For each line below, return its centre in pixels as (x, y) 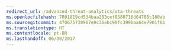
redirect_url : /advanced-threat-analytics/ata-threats (75, 11)
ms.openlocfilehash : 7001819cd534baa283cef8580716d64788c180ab (86, 17)
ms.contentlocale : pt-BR (37, 33)
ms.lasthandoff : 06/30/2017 (41, 39)
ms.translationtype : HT (36, 28)
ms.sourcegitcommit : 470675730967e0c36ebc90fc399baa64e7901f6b (86, 22)
